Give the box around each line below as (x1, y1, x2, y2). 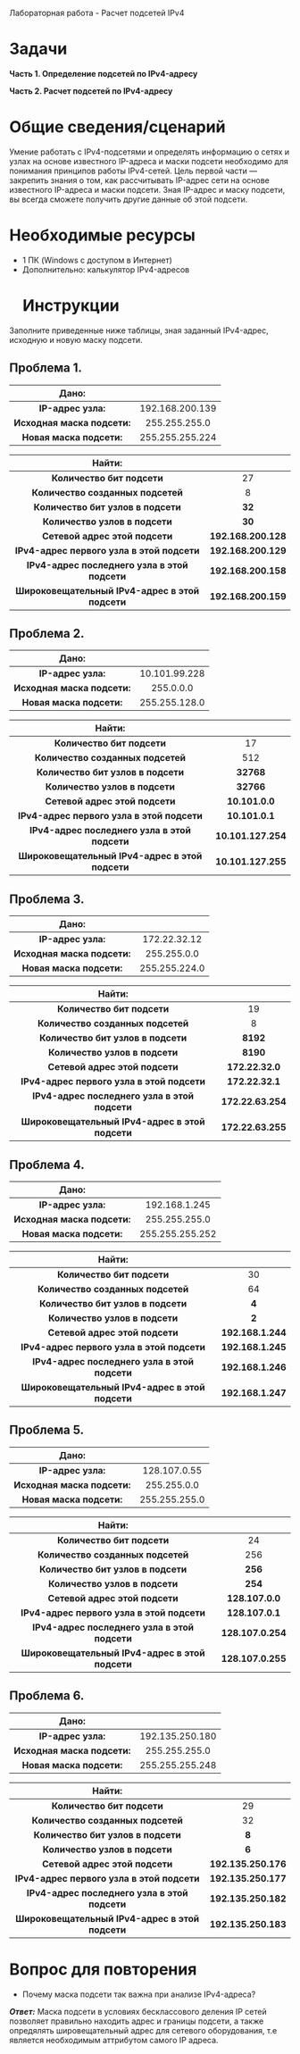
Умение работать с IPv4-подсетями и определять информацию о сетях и (9, 146, 290, 157)
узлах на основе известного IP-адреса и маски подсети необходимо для (9, 155, 288, 166)
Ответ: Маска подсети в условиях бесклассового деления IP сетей (9, 2006, 267, 2016)
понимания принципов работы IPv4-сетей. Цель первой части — (9, 165, 257, 176)
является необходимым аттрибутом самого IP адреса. (9, 2034, 219, 2045)
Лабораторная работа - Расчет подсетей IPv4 (9, 8, 185, 18)
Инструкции (21, 296, 121, 315)
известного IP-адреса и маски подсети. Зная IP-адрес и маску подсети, (9, 184, 286, 195)
